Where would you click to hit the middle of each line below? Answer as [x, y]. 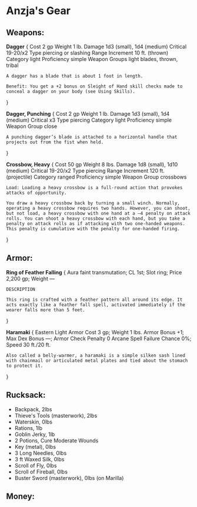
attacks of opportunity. [36, 193]
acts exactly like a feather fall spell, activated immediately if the [96, 305]
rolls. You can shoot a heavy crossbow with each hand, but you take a [96, 219]
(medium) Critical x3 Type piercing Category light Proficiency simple [89, 120]
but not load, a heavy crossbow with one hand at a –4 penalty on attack [98, 213]
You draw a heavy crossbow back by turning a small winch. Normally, [93, 203]
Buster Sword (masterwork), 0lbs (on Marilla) [69, 478]
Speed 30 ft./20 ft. [29, 344]
